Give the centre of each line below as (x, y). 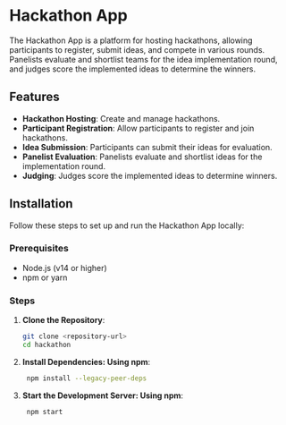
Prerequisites (39, 249)
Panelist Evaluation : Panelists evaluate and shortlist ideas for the (142, 157)
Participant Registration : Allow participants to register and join (138, 128)
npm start (45, 412)
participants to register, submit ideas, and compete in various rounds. (137, 49)
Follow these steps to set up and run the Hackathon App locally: (127, 225)
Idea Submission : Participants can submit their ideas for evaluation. (147, 147)
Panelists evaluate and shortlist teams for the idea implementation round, (143, 59)
